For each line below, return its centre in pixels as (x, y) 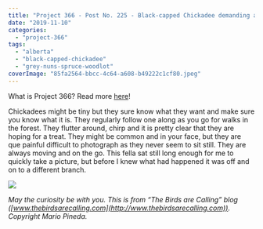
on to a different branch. (47, 169)
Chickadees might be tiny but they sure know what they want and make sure (131, 111)
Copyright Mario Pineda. (48, 216)
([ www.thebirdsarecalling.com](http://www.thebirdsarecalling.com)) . (119, 208)
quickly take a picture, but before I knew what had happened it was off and (129, 161)
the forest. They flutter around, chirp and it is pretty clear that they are (121, 128)
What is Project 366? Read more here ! (69, 96)
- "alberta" (35, 52)
